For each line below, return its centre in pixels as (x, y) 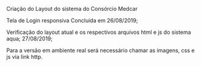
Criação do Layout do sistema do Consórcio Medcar (72, 9)
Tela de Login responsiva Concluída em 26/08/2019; (72, 20)
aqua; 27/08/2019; (30, 38)
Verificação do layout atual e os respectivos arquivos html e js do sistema (99, 32)
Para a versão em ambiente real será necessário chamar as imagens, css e (100, 50)
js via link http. (24, 57)
